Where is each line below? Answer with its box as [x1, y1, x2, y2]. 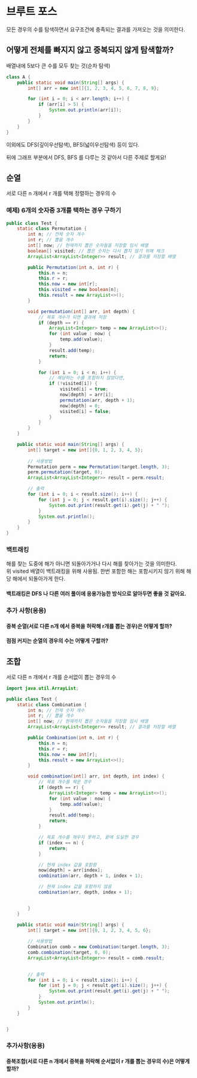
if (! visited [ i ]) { [49, 381, 98, 387]
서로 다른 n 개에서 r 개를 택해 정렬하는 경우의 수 [6, 190, 117, 197]
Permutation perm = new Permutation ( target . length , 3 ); [28, 464, 170, 470]
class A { [6, 74, 31, 80]
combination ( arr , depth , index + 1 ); [38, 889, 133, 895]
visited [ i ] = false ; [59, 408, 111, 414]
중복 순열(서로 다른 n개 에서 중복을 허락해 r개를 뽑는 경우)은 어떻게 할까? [6, 622, 172, 630]
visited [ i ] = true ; [59, 386, 109, 392]
